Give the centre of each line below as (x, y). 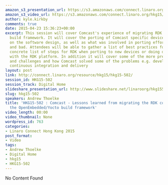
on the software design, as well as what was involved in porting (80, 43)
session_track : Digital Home (35, 84)
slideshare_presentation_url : (37, 89)
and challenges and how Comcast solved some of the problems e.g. (80, 61)
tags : (11, 145)
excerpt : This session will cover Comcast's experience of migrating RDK (84, 33)
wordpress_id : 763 (24, 122)
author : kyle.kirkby (27, 19)
